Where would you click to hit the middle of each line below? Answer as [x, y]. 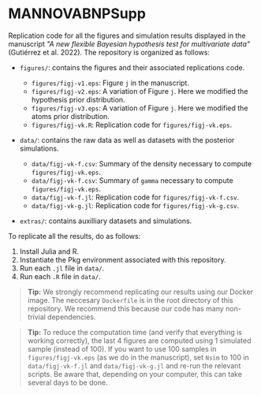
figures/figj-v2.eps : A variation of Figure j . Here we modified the [140, 91]
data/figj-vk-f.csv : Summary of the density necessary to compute [142, 163]
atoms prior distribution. [71, 116]
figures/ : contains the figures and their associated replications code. [132, 67]
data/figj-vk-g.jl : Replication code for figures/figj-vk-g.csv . [135, 205]
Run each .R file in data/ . [60, 276]
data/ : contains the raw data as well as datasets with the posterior [127, 140]
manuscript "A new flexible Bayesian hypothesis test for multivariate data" [129, 43]
